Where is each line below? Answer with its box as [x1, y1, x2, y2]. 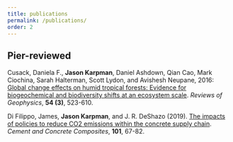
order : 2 [7, 23, 33, 30]
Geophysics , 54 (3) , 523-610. [7, 98, 93, 107]
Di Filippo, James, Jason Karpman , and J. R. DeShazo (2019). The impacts [7, 112, 225, 121]
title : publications [7, 10, 69, 18]
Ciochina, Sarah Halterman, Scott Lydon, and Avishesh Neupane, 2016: [7, 76, 215, 85]
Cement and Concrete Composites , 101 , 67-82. [7, 127, 145, 136]
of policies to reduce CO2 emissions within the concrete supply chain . [7, 119, 212, 128]
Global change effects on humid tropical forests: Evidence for [7, 83, 187, 92]
